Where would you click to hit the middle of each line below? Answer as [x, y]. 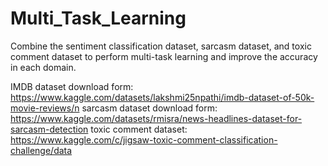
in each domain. [43, 67]
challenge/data [41, 150]
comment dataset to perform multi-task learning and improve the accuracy [164, 56]
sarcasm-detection [49, 129]
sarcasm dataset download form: [149, 108]
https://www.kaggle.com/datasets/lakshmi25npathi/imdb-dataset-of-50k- [162, 97]
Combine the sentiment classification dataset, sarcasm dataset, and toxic [161, 46]
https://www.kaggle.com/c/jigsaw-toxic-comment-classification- [144, 139]
